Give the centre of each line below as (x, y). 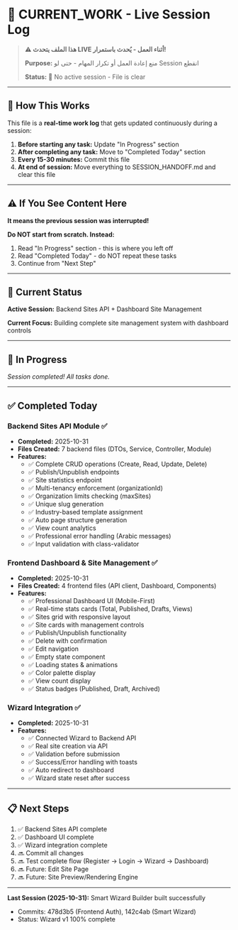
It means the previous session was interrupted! (78, 220)
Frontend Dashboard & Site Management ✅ (83, 563)
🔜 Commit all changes (50, 853)
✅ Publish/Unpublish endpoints (74, 472)
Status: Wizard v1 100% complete (66, 919)
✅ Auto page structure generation (78, 520)
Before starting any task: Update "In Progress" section (98, 144)
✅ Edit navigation (53, 649)
